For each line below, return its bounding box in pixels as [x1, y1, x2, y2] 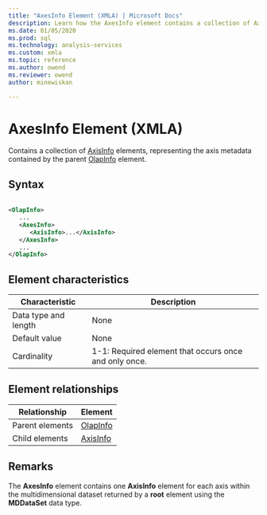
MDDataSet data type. [8, 497, 82, 507]
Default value [12, 332, 62, 344]
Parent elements [12, 419, 74, 430]
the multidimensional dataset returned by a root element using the [8, 489, 225, 499]
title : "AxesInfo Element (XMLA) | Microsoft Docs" [8, 11, 183, 20]
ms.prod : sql [8, 33, 52, 42]
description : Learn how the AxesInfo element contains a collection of [8, 19, 250, 27]
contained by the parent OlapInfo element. [8, 155, 147, 164]
